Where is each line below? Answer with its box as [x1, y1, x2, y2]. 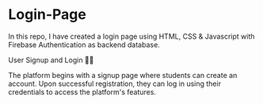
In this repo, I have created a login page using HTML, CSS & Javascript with [8, 32, 255, 41]
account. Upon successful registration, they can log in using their [8, 79, 222, 88]
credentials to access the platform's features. [8, 87, 157, 96]
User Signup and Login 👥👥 [8, 55, 94, 65]
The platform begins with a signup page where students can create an [8, 70, 238, 80]
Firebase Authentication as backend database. [8, 39, 160, 49]
